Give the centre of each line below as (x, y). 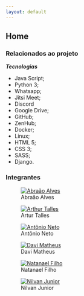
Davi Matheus (38, 251)
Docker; (24, 130)
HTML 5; (25, 143)
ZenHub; (25, 123)
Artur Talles (35, 215)
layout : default (26, 12)
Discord (24, 104)
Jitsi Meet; (27, 98)
